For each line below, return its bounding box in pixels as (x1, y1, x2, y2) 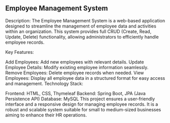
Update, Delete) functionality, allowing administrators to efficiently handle (5, 34, 159, 40)
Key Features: (5, 49, 34, 55)
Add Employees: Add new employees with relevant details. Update (5, 58, 144, 65)
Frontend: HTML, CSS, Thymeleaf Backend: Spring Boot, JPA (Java (5, 90, 146, 96)
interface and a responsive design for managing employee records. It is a (5, 101, 158, 107)
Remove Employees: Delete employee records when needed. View (5, 70, 144, 76)
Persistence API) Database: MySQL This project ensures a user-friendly (5, 96, 155, 102)
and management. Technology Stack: (5, 80, 84, 86)
